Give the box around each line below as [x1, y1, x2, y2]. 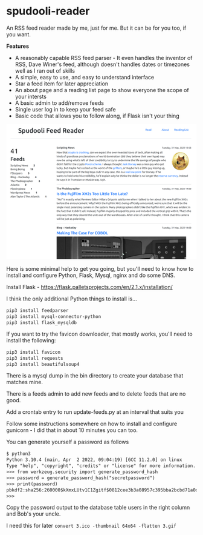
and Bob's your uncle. [6, 510, 61, 517]
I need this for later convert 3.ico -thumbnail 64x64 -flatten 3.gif [6, 522, 176, 530]
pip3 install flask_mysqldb [6, 320, 77, 326]
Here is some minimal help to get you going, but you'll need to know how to [6, 265, 194, 273]
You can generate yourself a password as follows [6, 438, 129, 446]
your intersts [14, 93, 47, 100]
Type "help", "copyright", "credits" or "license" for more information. [6, 463, 196, 469]
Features [6, 42, 29, 50]
